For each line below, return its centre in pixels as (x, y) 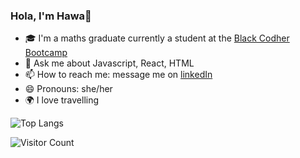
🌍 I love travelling (62, 100)
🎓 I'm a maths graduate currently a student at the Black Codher (157, 38)
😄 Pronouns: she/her (68, 89)
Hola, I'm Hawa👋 (51, 16)
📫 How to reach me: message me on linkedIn (118, 75)
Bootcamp (46, 53)
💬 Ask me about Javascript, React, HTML (109, 63)
